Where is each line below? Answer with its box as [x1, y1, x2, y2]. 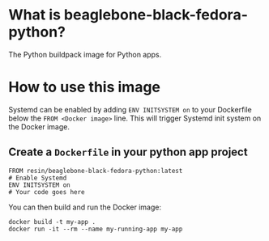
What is [8, 6, 61, 24]
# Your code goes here [8, 188, 85, 196]
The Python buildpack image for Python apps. [8, 49, 162, 59]
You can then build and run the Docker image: [8, 202, 162, 212]
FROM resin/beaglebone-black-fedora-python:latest [8, 167, 183, 175]
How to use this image [8, 78, 160, 96]
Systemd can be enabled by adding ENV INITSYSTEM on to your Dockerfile [8, 104, 253, 114]
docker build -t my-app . [8, 218, 96, 226]
